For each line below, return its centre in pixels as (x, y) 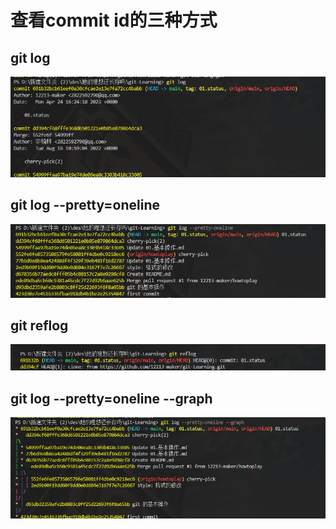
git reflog (39, 326)
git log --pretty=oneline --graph (111, 398)
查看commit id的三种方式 (114, 20)
